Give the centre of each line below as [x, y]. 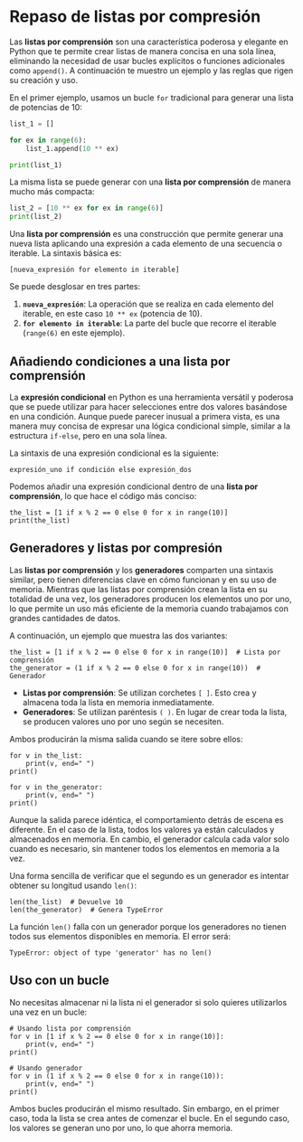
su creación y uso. [44, 80]
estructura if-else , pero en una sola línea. [88, 435]
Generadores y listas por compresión [116, 548]
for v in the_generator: [56, 787]
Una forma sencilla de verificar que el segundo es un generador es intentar [149, 875]
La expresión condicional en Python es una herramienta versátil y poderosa [151, 397]
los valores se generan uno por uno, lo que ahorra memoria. [121, 1128]
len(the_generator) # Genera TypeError [87, 910]
